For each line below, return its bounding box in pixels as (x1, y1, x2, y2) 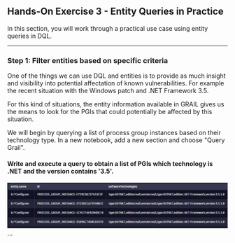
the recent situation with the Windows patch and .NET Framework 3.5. (7, 87, 209, 95)
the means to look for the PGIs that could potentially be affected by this (7, 108, 213, 116)
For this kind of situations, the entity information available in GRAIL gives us (7, 100, 225, 109)
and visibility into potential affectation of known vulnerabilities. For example (7, 79, 225, 88)
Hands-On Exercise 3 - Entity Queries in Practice (7, 6, 224, 18)
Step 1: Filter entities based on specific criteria (7, 55, 169, 65)
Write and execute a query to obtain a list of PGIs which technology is (7, 159, 213, 167)
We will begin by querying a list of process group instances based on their (7, 129, 222, 137)
